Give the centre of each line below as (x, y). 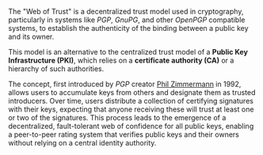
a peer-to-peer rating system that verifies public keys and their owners (124, 134)
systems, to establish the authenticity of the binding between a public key (128, 28)
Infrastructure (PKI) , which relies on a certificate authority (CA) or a (121, 60)
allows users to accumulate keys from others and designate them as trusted (132, 93)
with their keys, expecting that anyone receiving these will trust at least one (131, 109)
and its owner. (31, 36)
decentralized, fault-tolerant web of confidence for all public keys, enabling (131, 126)
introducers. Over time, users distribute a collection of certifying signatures (131, 101)
